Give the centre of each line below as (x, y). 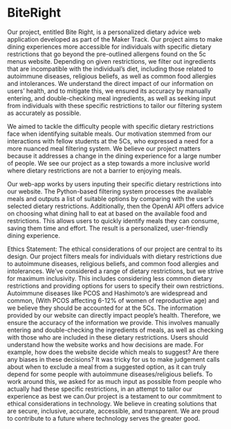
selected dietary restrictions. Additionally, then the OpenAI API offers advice (115, 206)
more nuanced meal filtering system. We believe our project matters (104, 148)
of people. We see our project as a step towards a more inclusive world (109, 163)
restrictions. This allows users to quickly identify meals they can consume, (113, 220)
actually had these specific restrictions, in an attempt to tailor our (100, 389)
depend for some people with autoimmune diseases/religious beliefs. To (110, 374)
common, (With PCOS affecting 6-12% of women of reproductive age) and (113, 300)
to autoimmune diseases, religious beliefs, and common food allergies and (113, 263)
